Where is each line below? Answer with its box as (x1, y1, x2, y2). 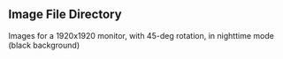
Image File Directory (8, 7, 122, 22)
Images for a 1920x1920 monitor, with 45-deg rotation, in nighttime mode (8, 30, 275, 41)
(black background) (8, 40, 80, 50)
